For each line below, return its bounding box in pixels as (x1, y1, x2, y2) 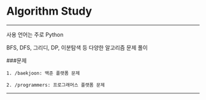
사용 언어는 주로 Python (6, 30, 64, 38)
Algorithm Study (6, 4, 93, 18)
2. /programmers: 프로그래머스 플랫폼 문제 (6, 82, 105, 88)
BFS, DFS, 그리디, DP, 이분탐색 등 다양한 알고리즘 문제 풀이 (6, 44, 148, 51)
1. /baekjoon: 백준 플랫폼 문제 (6, 70, 80, 76)
